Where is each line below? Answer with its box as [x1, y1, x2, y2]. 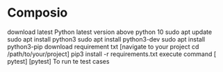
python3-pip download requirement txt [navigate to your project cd [7, 42, 199, 51]
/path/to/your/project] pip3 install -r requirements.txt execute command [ [7, 50, 217, 58]
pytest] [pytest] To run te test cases [7, 57, 110, 65]
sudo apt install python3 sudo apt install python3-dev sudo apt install [7, 35, 206, 43]
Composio [7, 5, 68, 21]
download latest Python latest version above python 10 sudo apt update [7, 28, 213, 36]
